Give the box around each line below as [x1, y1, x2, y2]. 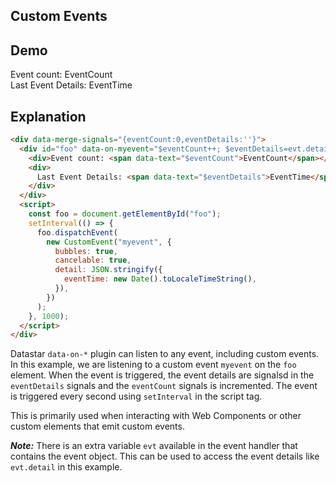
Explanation [10, 108, 87, 125]
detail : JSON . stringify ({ [54, 265, 163, 275]
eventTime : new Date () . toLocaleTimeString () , [63, 274, 257, 284]
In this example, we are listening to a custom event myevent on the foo [10, 359, 297, 371]
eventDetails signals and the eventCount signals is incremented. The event [10, 380, 318, 392]
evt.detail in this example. [10, 461, 123, 473]
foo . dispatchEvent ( [36, 227, 118, 238]
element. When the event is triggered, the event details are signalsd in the [10, 369, 315, 381]
